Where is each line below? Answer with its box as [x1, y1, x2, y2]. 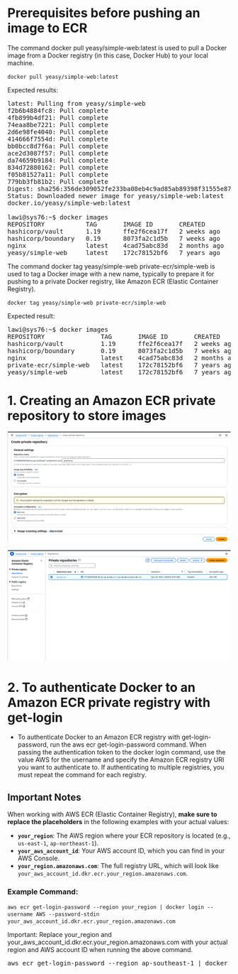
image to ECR [7, 20, 88, 36]
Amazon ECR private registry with [7, 694, 211, 710]
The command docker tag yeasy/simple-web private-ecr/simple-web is [7, 261, 215, 271]
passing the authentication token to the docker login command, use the [17, 748, 226, 757]
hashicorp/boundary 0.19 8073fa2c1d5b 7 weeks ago [7, 234, 221, 242]
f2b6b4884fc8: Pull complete [7, 107, 108, 114]
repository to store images [7, 408, 166, 424]
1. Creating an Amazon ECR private [7, 393, 216, 409]
